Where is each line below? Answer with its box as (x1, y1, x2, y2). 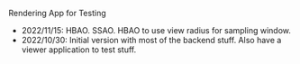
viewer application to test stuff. (21, 44, 137, 55)
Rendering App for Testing (8, 8, 107, 18)
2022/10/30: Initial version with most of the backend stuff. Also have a (21, 35, 282, 45)
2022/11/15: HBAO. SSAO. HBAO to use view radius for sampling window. (21, 25, 292, 35)
